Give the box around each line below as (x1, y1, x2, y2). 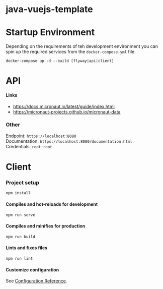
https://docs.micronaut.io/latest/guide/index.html (13, 103, 115, 109)
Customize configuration (6, 266, 59, 273)
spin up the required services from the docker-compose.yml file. (6, 49, 136, 55)
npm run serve (6, 212, 36, 217)
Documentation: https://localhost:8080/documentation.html (6, 138, 133, 144)
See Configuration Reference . (6, 278, 67, 284)
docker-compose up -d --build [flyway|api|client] (6, 59, 114, 64)
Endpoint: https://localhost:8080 (6, 133, 76, 139)
